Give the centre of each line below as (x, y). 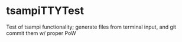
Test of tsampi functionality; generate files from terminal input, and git (91, 27)
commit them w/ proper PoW (41, 33)
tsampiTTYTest (45, 11)
